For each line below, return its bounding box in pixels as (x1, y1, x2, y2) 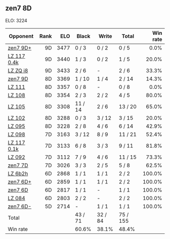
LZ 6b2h (8, 170, 28, 177)
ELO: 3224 (5, 17, 28, 23)
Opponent (9, 32, 34, 39)
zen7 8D (5, 4, 32, 13)
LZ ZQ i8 (8, 67, 28, 74)
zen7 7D (8, 162, 28, 169)
